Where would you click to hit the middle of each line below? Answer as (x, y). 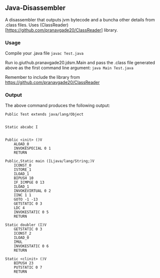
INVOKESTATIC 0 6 (31, 246)
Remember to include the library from (43, 77)
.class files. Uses (22, 25)
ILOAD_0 (21, 238)
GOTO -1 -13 (26, 200)
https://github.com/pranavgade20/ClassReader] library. (62, 30)
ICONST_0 (23, 165)
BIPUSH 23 (24, 263)
